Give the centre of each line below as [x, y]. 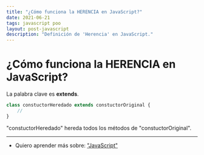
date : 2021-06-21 [28, 18]
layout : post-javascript [38, 29]
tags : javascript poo [34, 23]
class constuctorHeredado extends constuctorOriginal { [78, 105]
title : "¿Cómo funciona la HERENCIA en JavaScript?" [74, 12]
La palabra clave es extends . [42, 94]
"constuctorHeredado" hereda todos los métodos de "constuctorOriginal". [99, 128]
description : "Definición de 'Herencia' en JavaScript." [80, 35]
